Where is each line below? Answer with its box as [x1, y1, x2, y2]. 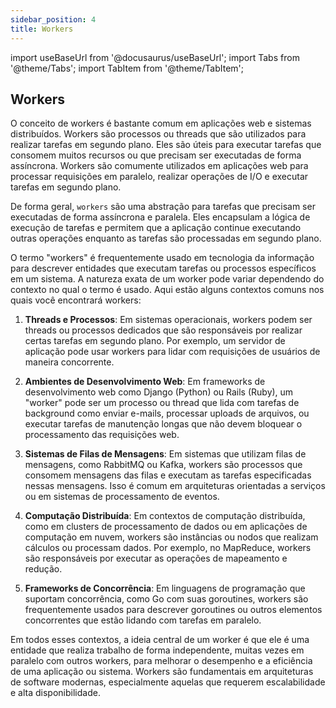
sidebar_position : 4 [10, 14, 97, 25]
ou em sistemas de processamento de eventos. [24, 491, 220, 503]
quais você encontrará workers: [10, 294, 142, 306]
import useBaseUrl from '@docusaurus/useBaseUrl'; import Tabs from [10, 51, 300, 63]
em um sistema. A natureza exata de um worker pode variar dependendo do [10, 273, 325, 285]
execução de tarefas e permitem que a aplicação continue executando [10, 222, 302, 234]
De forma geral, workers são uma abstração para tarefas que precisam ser [10, 201, 316, 213]
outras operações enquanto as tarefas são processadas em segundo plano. [10, 232, 322, 245]
